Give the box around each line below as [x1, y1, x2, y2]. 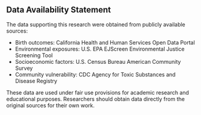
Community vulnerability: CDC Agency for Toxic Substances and [14, 70, 176, 78]
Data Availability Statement [6, 5, 111, 15]
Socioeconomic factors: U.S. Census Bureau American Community [14, 58, 181, 65]
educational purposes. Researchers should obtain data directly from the [6, 95, 185, 102]
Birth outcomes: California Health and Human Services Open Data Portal [14, 39, 195, 46]
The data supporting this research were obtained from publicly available [6, 20, 186, 28]
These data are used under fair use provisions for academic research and [6, 89, 189, 96]
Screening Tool [14, 51, 53, 59]
